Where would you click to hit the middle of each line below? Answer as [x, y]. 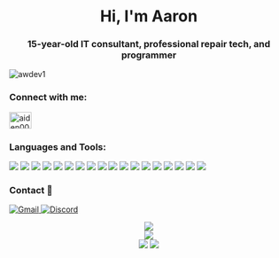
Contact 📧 [31, 190]
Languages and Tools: [58, 146]
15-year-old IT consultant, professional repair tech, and [149, 44]
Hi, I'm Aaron [149, 16]
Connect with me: [48, 98]
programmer [149, 55]
